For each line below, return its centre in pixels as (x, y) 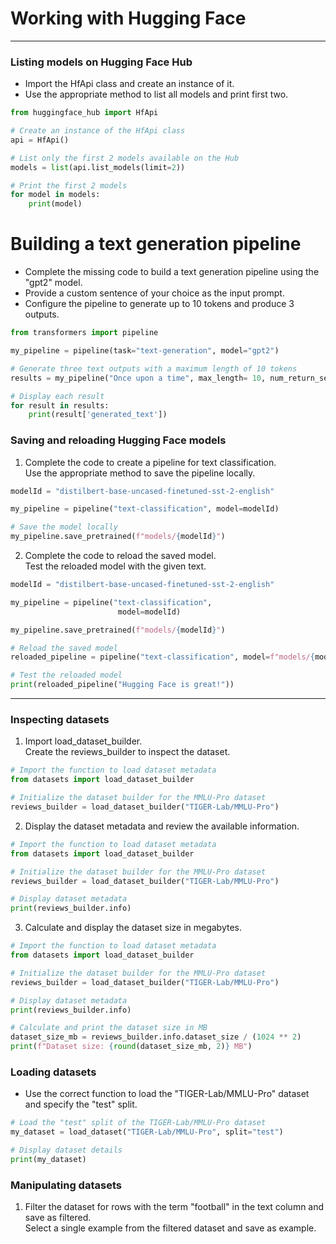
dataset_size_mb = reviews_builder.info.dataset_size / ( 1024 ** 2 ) (156, 1037)
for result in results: (60, 405)
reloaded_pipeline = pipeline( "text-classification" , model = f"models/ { (162, 657)
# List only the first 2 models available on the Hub (125, 158)
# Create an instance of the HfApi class (98, 131)
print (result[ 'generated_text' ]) (98, 415)
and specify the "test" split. (81, 1104)
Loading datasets (53, 1072)
